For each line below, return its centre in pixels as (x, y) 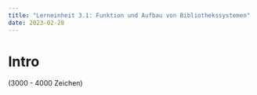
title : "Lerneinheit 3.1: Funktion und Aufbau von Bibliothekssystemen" (129, 15)
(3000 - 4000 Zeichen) (46, 83)
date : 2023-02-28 (36, 23)
